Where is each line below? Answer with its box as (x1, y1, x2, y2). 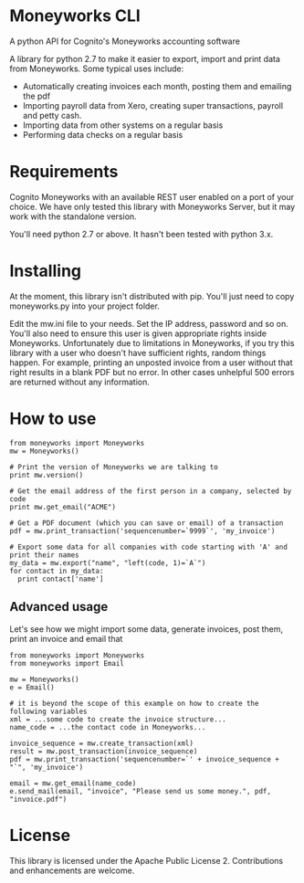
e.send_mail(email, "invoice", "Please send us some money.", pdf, (9, 786, 272, 795)
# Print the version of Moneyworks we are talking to (9, 462, 219, 471)
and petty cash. (22, 110, 82, 121)
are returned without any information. (9, 376, 151, 387)
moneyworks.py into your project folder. (9, 300, 160, 311)
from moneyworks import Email (9, 658, 125, 668)
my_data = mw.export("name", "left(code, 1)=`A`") (9, 558, 206, 567)
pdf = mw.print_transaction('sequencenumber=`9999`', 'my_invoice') (9, 526, 276, 535)
